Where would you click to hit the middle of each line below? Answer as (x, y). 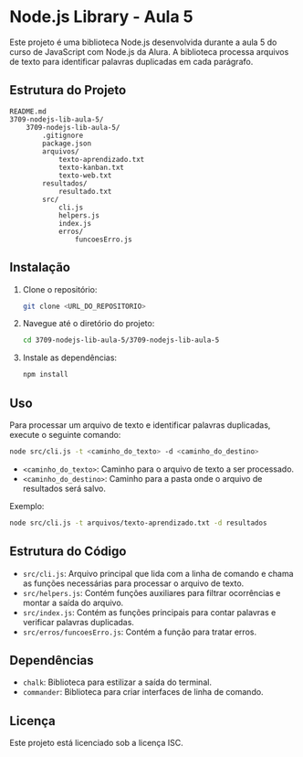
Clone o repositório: (60, 289)
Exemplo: (27, 506)
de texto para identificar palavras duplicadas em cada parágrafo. (131, 61)
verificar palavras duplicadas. (78, 622)
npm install (45, 375)
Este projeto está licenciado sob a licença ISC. (97, 743)
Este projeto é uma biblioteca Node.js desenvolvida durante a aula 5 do (143, 42)
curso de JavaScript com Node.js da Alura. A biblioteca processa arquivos (149, 51)
